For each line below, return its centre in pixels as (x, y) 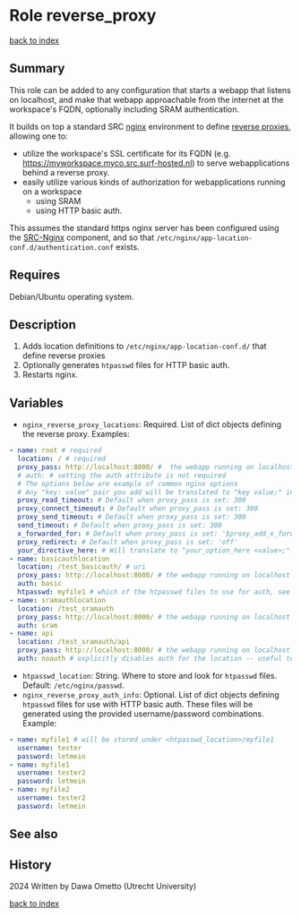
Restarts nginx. (50, 375)
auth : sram (38, 625)
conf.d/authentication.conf (62, 247)
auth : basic (40, 584)
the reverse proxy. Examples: (76, 434)
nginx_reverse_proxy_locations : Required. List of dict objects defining (152, 424)
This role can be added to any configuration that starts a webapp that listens (150, 90)
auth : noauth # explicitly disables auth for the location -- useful (150, 659)
